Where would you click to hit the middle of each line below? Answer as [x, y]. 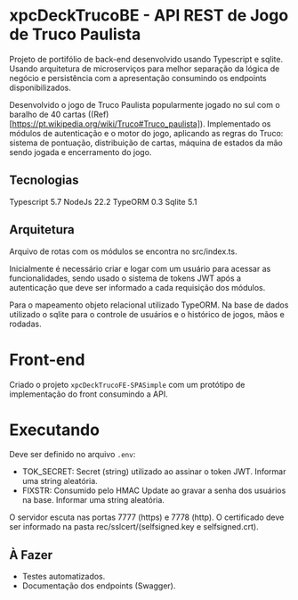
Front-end [47, 360]
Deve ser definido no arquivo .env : [72, 455]
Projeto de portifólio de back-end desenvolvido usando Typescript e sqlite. [146, 59]
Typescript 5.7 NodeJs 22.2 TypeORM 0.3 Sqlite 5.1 [103, 201]
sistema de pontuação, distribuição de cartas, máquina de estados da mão [146, 143]
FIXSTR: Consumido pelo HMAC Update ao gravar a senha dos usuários [154, 490]
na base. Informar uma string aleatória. [93, 500]
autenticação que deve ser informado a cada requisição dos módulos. [137, 287]
